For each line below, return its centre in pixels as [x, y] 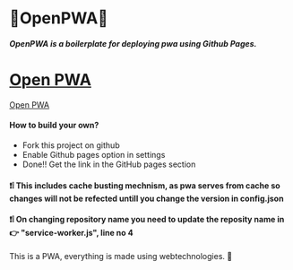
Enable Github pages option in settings [94, 154]
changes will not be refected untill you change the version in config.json [146, 198]
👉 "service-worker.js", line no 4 [71, 233]
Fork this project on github [71, 145]
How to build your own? [54, 126]
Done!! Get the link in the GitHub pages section [109, 164]
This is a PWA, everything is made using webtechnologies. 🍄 [121, 256]
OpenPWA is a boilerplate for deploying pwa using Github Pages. [133, 43]
